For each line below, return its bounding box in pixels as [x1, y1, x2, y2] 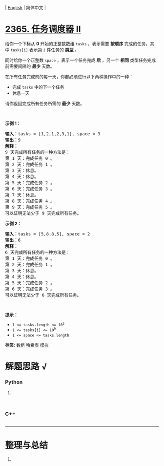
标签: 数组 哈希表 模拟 [5, 342, 49, 348]
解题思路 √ [5, 361, 47, 372]
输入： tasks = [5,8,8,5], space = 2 [5, 231, 90, 236]
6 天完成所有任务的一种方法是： [5, 249, 70, 255]
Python [5, 379, 23, 385]
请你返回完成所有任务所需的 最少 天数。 [5, 100, 84, 106]
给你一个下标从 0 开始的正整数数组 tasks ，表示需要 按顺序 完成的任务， [5, 41, 150, 46]
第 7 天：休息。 [5, 192, 39, 197]
